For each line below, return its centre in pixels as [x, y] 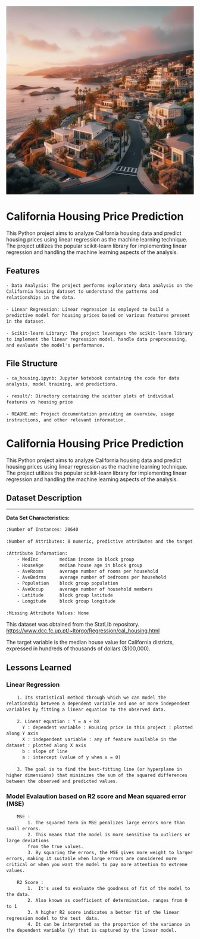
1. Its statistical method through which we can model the [92, 698]
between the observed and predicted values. [62, 781]
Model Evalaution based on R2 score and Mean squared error [96, 796]
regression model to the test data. [53, 919]
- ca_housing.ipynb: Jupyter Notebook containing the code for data [93, 378]
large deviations [28, 841]
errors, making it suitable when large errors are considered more [92, 859]
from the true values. [56, 847]
